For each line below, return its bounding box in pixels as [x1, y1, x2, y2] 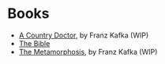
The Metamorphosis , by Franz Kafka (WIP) [18, 47, 158, 56]
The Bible [18, 38, 51, 48]
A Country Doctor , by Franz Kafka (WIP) [18, 30, 149, 40]
